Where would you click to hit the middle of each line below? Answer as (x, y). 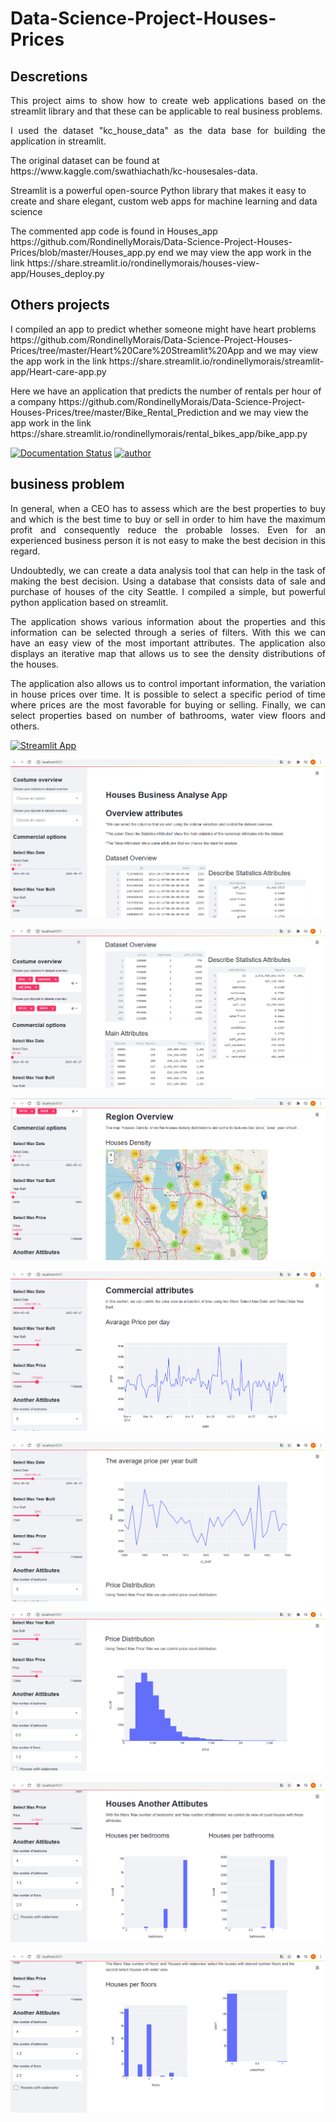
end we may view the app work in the (234, 252)
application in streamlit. (58, 141)
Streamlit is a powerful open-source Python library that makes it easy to (158, 190)
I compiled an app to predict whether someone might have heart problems (163, 329)
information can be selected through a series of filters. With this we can (168, 632)
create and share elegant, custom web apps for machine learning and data (164, 201)
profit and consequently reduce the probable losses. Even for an (168, 529)
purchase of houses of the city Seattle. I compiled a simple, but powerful (168, 591)
